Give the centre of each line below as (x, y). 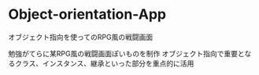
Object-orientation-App (87, 14)
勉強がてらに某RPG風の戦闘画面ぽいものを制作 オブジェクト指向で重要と (126, 53)
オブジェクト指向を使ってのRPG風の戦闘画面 (81, 37)
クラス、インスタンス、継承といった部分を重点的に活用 (104, 63)
